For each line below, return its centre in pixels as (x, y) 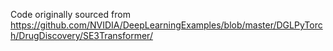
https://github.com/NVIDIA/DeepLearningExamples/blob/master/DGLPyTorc (166, 25)
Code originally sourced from (70, 14)
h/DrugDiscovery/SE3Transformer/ (81, 35)
